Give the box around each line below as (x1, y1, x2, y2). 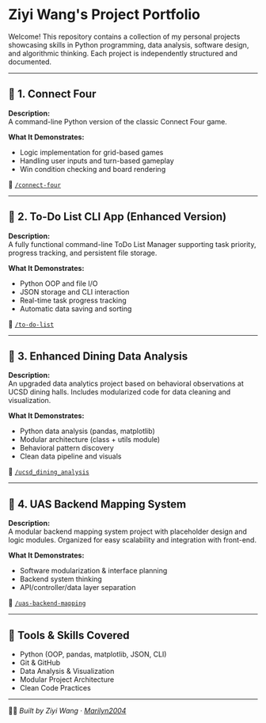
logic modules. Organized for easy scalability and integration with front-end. (8, 535, 257, 545)
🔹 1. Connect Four (8, 87, 97, 101)
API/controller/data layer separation (19, 583, 136, 592)
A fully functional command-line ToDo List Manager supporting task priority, (8, 239, 256, 249)
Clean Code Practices (19, 683, 91, 692)
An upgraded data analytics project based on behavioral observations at (8, 379, 244, 389)
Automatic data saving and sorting (19, 303, 132, 314)
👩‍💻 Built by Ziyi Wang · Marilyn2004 (8, 706, 127, 715)
